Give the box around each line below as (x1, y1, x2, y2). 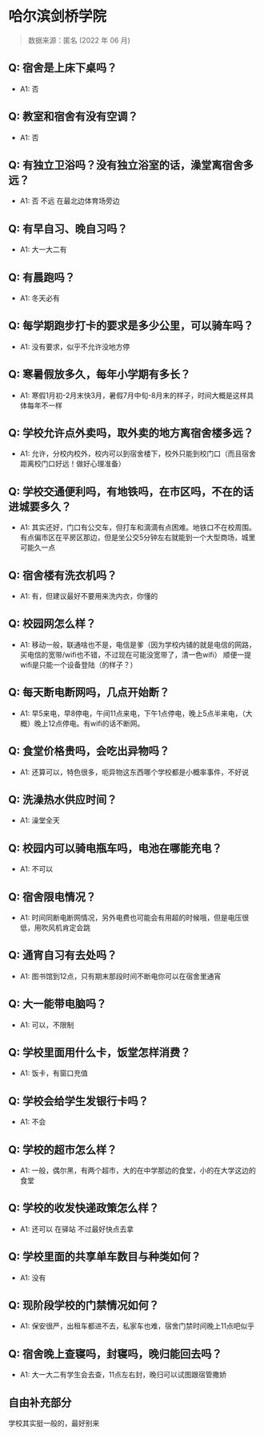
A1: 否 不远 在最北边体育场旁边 (19, 196, 120, 205)
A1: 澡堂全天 (19, 815, 60, 825)
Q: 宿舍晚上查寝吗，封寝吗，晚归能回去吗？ (8, 1347, 222, 1360)
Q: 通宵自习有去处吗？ (8, 949, 118, 962)
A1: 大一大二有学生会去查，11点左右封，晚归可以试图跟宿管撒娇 (19, 1370, 227, 1380)
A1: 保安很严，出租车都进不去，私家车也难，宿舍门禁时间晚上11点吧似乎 (19, 1321, 255, 1331)
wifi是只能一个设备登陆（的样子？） (19, 660, 138, 669)
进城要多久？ (8, 499, 72, 514)
